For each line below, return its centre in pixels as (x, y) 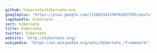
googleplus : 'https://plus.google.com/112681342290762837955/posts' (79, 15)
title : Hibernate (24, 29)
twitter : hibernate (26, 33)
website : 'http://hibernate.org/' (42, 38)
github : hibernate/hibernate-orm (41, 10)
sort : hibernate (22, 24)
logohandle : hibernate (29, 19)
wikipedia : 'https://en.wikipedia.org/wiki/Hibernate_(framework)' (78, 43)
